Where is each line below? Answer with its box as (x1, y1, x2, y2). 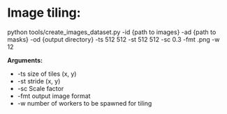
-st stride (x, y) (17, 76, 61, 85)
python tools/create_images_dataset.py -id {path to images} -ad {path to (7, 28, 217, 36)
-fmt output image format (17, 92, 91, 100)
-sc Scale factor (17, 84, 64, 92)
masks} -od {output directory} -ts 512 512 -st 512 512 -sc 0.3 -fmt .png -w (7, 35, 220, 43)
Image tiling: (7, 5, 82, 21)
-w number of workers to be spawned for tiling (17, 99, 152, 107)
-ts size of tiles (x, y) (17, 70, 77, 78)
